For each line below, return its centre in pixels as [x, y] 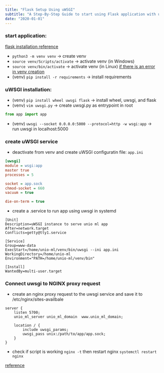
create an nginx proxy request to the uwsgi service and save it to [77, 294]
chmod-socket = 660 [25, 188]
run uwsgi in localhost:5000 [40, 129]
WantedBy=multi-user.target [34, 271]
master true [17, 170]
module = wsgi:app [24, 166]
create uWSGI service [31, 141]
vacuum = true [20, 193]
